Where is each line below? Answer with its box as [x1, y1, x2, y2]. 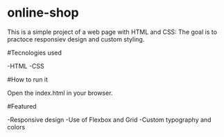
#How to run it [7, 75, 49, 84]
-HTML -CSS [7, 62, 45, 70]
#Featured [7, 102, 37, 110]
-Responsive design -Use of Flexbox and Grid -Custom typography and [7, 116, 212, 124]
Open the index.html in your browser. [7, 89, 113, 97]
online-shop [7, 5, 79, 21]
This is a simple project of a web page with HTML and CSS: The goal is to [7, 28, 217, 36]
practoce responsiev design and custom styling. [7, 35, 145, 43]
